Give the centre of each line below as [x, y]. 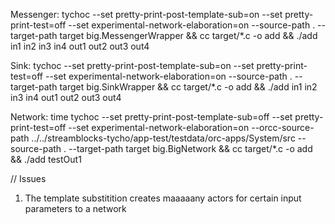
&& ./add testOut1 [46, 159]
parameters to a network [75, 208]
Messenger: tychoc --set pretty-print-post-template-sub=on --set [146, 14]
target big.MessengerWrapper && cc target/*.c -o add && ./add [188, 35]
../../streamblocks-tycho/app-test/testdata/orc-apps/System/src [163, 138]
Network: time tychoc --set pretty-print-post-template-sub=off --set [151, 117]
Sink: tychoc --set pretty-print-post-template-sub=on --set [132, 65]
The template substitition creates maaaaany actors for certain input [163, 198]
